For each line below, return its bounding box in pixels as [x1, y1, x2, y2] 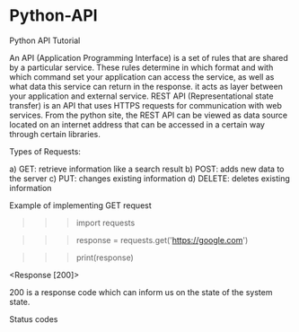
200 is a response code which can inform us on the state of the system [9, 286, 273, 297]
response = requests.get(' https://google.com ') [75, 234, 249, 245]
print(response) [75, 252, 135, 263]
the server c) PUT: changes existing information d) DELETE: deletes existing [9, 172, 290, 184]
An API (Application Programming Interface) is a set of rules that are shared [9, 52, 289, 63]
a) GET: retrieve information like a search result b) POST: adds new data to [9, 163, 285, 174]
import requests [75, 217, 136, 228]
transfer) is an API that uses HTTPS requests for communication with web [9, 100, 283, 110]
